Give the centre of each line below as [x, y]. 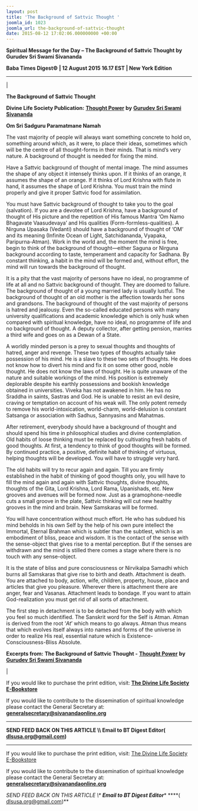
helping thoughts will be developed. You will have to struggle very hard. [93, 458]
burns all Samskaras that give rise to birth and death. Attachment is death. [96, 575]
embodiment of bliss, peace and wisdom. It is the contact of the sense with [97, 538]
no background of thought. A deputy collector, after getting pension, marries [99, 329]
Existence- [140, 636]
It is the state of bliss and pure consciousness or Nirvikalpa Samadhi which [97, 568]
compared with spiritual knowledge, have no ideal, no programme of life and [99, 322]
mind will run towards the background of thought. [66, 267]
